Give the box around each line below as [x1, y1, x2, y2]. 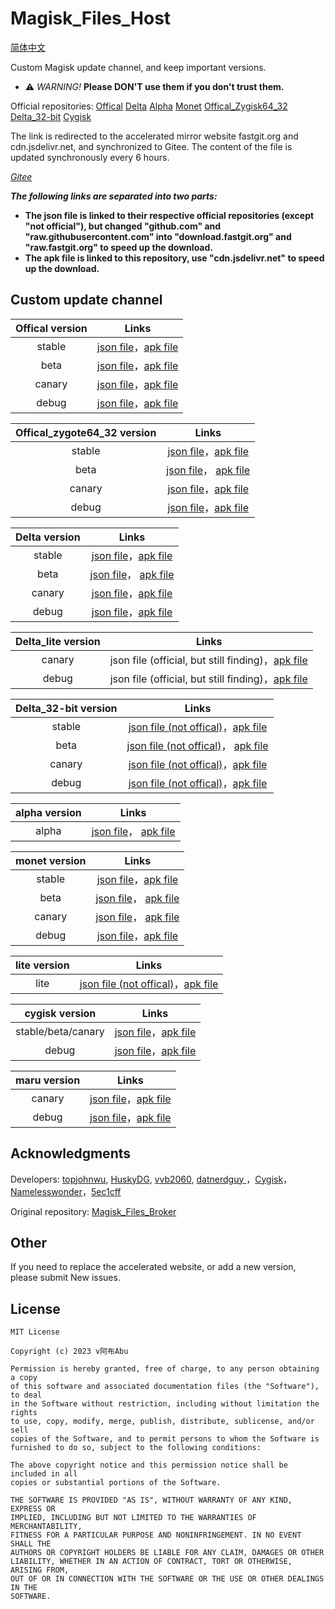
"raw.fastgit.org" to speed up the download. [24, 241, 213, 253]
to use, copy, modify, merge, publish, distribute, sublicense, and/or [10, 1417, 315, 1427]
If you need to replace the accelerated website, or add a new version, [10, 1261, 297, 1273]
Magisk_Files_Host [10, 7, 172, 30]
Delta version [15, 530, 81, 544]
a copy [10, 1373, 38, 1383]
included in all [10, 1469, 78, 1479]
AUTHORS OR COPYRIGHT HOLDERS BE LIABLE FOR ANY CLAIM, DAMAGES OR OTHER [10, 1548, 325, 1558]
